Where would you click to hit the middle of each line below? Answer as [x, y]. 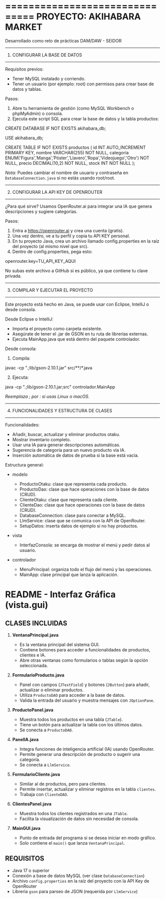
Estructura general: [25, 465]
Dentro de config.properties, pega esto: [52, 252]
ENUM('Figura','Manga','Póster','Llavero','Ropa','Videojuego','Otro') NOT [77, 158]
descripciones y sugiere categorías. [41, 211]
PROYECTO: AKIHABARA [88, 17]
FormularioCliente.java [36, 774]
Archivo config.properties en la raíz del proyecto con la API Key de [81, 881]
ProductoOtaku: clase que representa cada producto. [73, 484]
